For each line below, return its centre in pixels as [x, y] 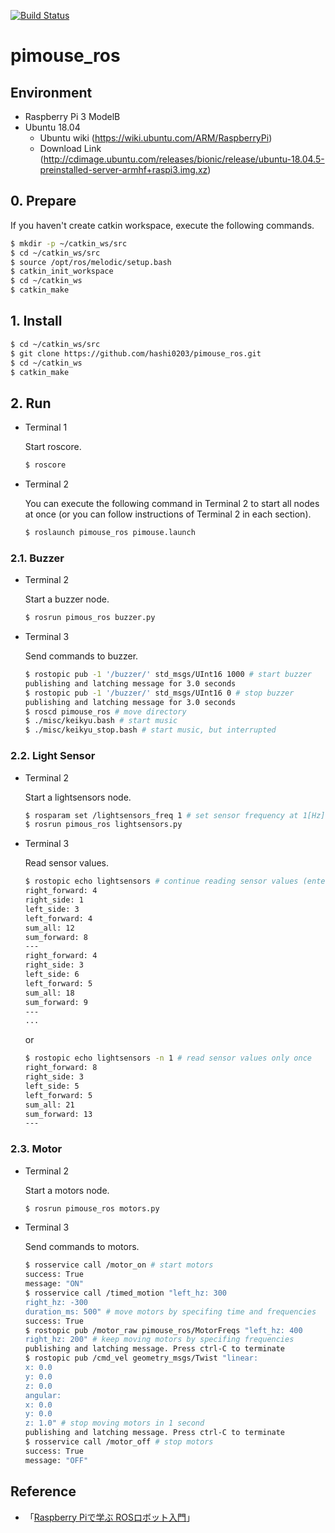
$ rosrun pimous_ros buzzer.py [90, 618]
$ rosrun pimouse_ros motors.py [92, 1208]
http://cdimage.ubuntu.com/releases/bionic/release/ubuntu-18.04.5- [184, 159]
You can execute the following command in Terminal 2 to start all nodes [172, 504]
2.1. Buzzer [37, 558]
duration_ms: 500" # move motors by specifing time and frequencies [170, 1311]
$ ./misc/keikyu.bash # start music [101, 721]
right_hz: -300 [56, 1302]
